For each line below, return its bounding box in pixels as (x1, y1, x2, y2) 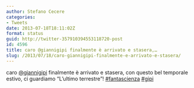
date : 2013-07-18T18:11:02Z (6, 25, 76, 31)
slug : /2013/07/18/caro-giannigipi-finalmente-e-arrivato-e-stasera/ (6, 53, 182, 58)
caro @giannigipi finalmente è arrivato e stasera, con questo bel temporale (6, 69, 188, 76)
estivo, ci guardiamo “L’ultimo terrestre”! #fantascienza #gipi (6, 75, 154, 82)
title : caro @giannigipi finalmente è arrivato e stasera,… (6, 47, 158, 53)
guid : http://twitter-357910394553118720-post (6, 36, 123, 42)
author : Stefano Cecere (6, 8, 65, 15)
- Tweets (6, 19, 28, 25)
